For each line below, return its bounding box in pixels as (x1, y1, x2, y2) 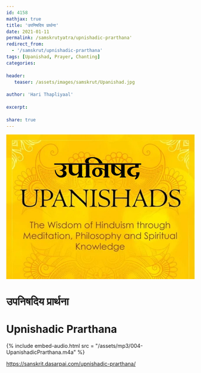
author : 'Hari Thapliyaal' (6, 91, 74, 98)
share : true (6, 117, 36, 123)
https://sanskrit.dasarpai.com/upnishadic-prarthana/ (6, 360, 136, 367)
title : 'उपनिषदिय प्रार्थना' (6, 22, 59, 28)
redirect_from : (6, 41, 44, 47)
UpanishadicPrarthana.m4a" (6, 348, 77, 356)
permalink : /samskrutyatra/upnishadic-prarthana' (6, 35, 133, 41)
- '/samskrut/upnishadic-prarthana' (11, 48, 103, 54)
